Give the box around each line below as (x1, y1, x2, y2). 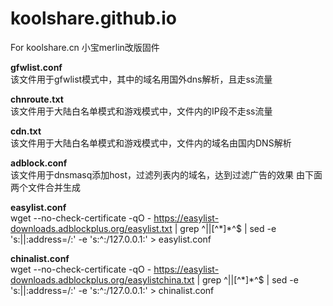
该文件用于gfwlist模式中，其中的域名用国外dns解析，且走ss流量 (10, 73, 273, 85)
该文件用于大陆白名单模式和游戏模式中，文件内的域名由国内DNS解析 (10, 137, 292, 149)
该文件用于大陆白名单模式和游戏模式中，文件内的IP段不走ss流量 (10, 105, 273, 117)
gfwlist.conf (10, 61, 63, 73)
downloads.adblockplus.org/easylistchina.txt (10, 273, 195, 286)
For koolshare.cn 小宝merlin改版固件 (10, 41, 160, 53)
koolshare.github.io (10, 7, 177, 30)
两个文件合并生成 (10, 181, 81, 193)
